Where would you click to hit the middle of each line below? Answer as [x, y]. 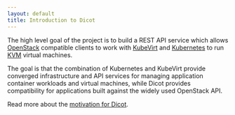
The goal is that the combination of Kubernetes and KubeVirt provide [106, 68]
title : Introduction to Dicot [52, 20]
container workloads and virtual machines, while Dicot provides [99, 83]
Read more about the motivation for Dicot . [68, 104]
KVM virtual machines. [40, 55]
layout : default [31, 14]
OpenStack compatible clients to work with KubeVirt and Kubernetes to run [116, 47]
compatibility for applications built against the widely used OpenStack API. [115, 91]
